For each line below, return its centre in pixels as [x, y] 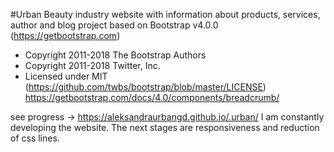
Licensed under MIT [66, 76]
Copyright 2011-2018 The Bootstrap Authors [115, 55]
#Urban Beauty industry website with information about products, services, [165, 14]
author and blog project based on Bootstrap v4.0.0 [114, 25]
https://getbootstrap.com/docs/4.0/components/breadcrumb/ [152, 97]
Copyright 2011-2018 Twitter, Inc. [92, 65]
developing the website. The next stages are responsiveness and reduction [165, 127]
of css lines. [35, 138]
